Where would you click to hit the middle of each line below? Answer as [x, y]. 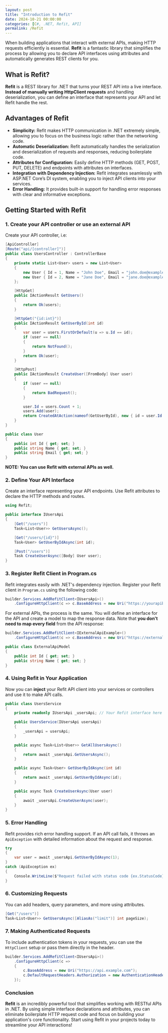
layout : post [19, 10]
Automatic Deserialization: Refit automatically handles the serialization [86, 146]
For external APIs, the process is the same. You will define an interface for [81, 613]
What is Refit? [27, 74]
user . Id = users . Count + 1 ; [52, 407]
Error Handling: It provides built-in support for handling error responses [86, 189]
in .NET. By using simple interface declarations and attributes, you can [77, 1009]
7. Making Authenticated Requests [48, 931]
